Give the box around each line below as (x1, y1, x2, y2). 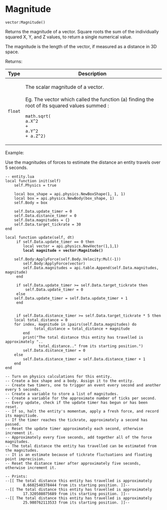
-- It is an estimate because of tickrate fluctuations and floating (5, 452, 153, 457)
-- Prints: (5, 474, 28, 479)
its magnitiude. (5, 413, 39, 418)
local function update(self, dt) (5, 235, 75, 240)
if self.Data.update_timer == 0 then (16, 239, 94, 244)
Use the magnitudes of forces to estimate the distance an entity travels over (5, 159, 161, 165)
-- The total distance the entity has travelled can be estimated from (5, 443, 157, 448)
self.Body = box (14, 200, 48, 205)
